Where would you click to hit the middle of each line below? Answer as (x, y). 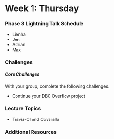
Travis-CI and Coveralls (36, 119)
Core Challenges (22, 74)
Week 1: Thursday (42, 9)
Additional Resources (31, 132)
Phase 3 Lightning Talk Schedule (44, 24)
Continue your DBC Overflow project (49, 96)
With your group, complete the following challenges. (57, 86)
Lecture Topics (23, 109)
